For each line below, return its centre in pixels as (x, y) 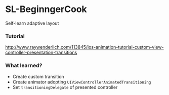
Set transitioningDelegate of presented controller (65, 87)
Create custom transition (38, 76)
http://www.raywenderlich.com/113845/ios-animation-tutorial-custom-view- (85, 47)
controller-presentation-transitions (41, 53)
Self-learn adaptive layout (32, 23)
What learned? (24, 65)
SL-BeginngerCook (46, 9)
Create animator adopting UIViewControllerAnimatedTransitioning (82, 82)
